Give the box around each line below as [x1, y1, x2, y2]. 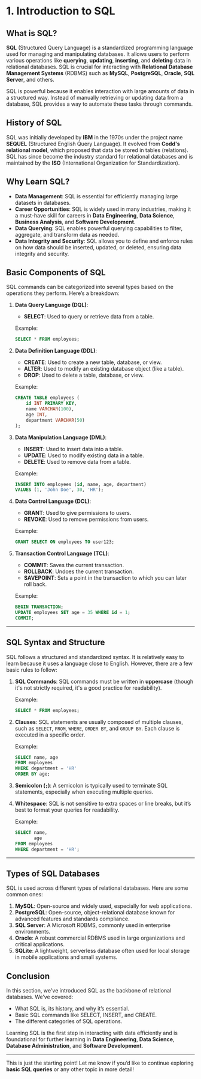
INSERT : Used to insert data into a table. [23, 445, 124, 452]
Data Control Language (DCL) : [14, 497, 92, 505]
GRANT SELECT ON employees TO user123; [14, 539, 115, 545]
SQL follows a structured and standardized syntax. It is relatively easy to [6, 653, 184, 660]
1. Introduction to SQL [6, 4, 115, 18]
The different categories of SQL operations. [14, 1018, 123, 1025]
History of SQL [6, 118, 62, 128]
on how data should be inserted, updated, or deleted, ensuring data [14, 243, 181, 251]
